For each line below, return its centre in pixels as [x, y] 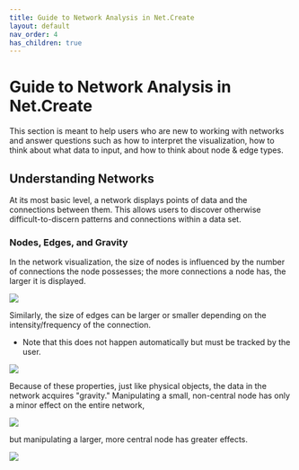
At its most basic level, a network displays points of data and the [128, 200]
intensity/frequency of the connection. [80, 325]
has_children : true [46, 43]
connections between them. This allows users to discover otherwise [136, 209]
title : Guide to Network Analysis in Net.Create [102, 18]
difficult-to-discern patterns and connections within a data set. [125, 219]
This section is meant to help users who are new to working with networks [147, 131]
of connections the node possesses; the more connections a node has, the [148, 271]
